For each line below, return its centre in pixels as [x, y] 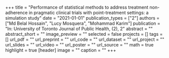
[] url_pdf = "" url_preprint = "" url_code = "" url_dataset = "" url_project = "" [85, 39]
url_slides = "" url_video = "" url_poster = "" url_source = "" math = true [79, 45]
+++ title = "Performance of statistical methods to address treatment [77, 7]
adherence [16, 13]
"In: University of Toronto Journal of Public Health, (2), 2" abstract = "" [79, 29]
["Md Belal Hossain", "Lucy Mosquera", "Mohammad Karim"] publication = [83, 23]
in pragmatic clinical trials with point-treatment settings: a [89, 13]
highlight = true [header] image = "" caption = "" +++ [61, 50]
